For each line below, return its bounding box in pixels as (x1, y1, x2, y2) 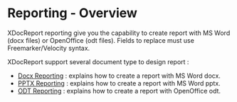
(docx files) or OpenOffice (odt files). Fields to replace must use (7, 36, 194, 44)
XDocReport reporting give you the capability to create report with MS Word (7, 29, 231, 37)
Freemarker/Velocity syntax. (7, 44, 90, 52)
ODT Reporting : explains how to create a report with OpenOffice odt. (17, 86, 221, 95)
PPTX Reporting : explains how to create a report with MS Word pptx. (17, 78, 221, 87)
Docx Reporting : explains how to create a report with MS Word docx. (17, 71, 221, 80)
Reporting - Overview (7, 5, 137, 21)
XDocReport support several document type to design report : (7, 57, 189, 66)
